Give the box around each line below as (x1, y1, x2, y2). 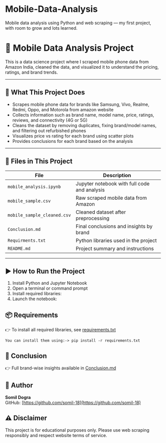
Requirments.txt (7, 237, 46, 243)
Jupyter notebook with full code (76, 180, 150, 187)
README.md (7, 246, 31, 251)
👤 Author (5, 381, 33, 390)
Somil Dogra (5, 394, 31, 400)
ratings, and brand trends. (5, 69, 58, 75)
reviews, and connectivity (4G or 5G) (12, 117, 88, 123)
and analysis (76, 186, 105, 193)
